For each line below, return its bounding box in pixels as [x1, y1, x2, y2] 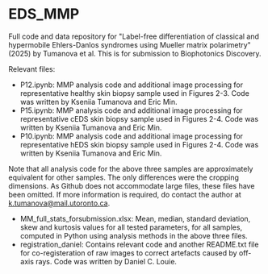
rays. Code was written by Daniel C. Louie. [36, 256, 178, 266]
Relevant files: [8, 64, 56, 73]
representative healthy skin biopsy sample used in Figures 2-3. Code [19, 88, 250, 98]
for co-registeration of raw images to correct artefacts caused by [19, 247, 237, 258]
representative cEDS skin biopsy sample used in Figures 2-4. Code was [19, 114, 259, 123]
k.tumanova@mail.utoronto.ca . [8, 198, 111, 208]
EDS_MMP [8, 5, 80, 23]
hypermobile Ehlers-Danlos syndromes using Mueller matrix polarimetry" [8, 39, 252, 49]
